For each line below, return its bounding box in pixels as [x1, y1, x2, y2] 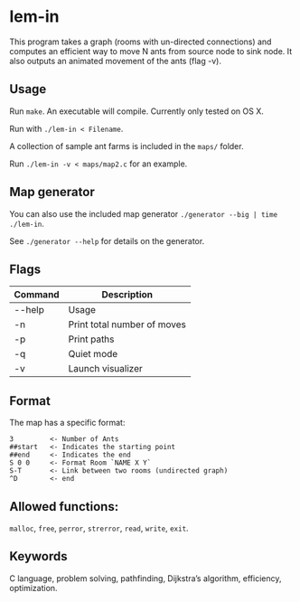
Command [14, 288, 61, 301]
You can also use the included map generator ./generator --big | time [9, 208, 278, 219]
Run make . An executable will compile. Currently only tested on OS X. [9, 106, 265, 117]
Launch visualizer [68, 362, 143, 375]
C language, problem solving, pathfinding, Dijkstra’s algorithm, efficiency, [9, 572, 282, 584]
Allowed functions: [9, 499, 119, 514]
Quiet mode [68, 348, 118, 361]
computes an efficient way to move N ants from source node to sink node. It [9, 45, 293, 56]
